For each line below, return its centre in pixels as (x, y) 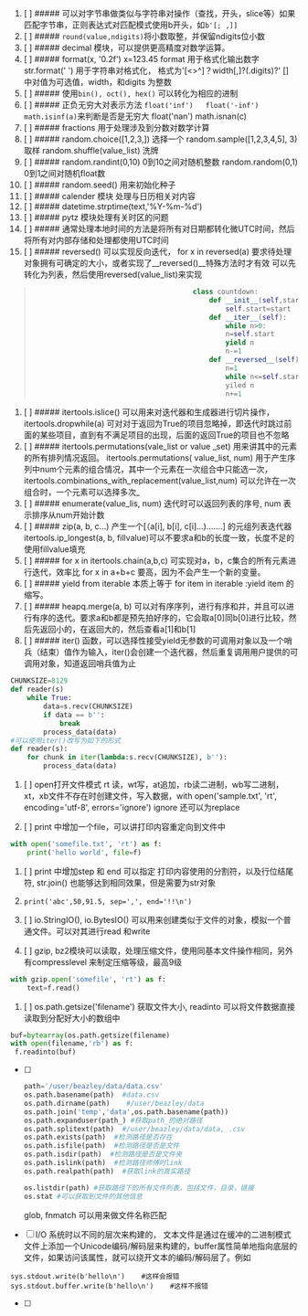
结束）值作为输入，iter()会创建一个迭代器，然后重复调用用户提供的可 (169, 653)
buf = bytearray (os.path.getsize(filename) (90, 1035)
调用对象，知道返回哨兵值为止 (80, 663)
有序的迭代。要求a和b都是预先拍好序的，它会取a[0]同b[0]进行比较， (160, 618)
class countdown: (225, 292)
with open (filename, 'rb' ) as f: (72, 1044)
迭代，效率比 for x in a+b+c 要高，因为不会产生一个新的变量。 (149, 572)
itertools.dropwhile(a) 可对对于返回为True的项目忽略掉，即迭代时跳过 (154, 424)
